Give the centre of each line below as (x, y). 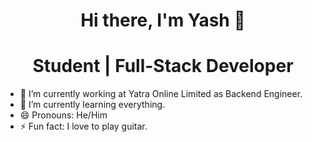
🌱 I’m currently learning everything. (92, 105)
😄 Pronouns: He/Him (63, 115)
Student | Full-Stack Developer (163, 66)
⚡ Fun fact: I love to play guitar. (83, 126)
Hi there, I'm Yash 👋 (163, 20)
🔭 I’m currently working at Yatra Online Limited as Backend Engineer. (161, 94)
